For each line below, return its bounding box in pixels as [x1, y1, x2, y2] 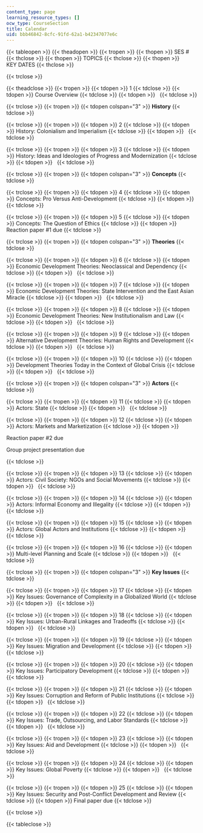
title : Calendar [6, 26, 47, 32]
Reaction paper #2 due [6, 434, 64, 442]
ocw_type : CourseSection [6, 20, 69, 26]
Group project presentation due [6, 446, 85, 453]
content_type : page [6, 9, 56, 15]
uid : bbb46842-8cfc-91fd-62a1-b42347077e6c [6, 32, 118, 38]
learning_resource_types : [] [6, 15, 80, 21]
